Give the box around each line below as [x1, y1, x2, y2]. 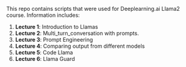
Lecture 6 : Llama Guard [15, 56, 75, 62]
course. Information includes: [6, 11, 80, 19]
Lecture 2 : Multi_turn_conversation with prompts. [15, 30, 139, 37]
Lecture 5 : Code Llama [15, 49, 73, 56]
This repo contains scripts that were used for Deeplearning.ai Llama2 [6, 5, 180, 12]
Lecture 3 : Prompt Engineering [15, 36, 93, 43]
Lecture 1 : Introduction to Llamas [15, 24, 99, 30]
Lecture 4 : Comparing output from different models [15, 42, 145, 49]
